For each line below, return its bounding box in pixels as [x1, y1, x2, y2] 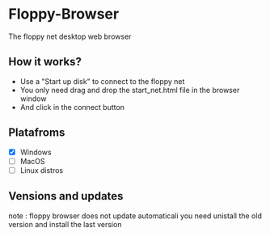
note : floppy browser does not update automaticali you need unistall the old [8, 211, 263, 221]
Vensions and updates [8, 189, 124, 203]
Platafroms [8, 126, 65, 140]
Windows [19, 147, 52, 157]
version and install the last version [8, 219, 122, 229]
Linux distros [19, 165, 63, 175]
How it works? [8, 55, 82, 69]
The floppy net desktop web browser [8, 32, 132, 41]
